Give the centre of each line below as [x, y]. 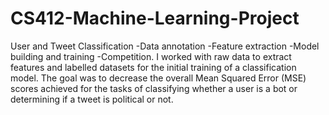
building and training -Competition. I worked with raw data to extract [151, 56]
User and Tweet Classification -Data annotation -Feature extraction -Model [165, 46]
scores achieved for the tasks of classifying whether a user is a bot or [154, 88]
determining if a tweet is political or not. [92, 99]
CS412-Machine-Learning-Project [155, 18]
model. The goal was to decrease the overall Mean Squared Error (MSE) [158, 78]
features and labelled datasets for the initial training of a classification [153, 67]
